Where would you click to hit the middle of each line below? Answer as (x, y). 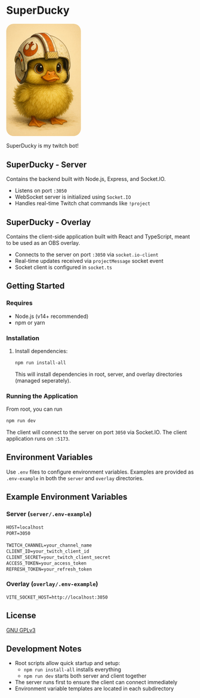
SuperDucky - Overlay (49, 222)
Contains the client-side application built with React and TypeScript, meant (98, 236)
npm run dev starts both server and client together (85, 676)
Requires (19, 303)
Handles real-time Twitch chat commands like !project (82, 204)
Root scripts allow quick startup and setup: (67, 663)
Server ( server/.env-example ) (49, 514)
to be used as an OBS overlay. (43, 243)
